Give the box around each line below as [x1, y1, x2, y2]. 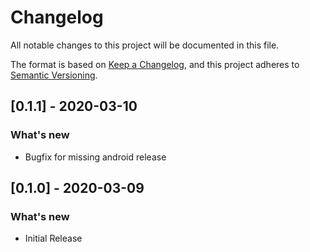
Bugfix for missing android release [24, 151, 167, 163]
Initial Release [24, 232, 83, 245]
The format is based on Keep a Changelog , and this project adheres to [10, 58, 300, 70]
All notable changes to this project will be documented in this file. [10, 39, 280, 51]
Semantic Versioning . [10, 69, 98, 81]
